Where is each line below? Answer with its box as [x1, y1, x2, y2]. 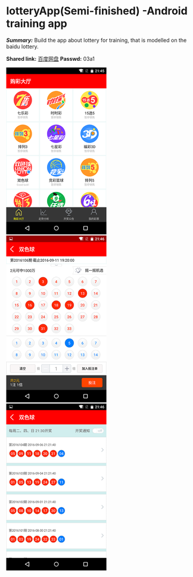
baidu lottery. [6, 43, 39, 50]
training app [6, 17, 67, 30]
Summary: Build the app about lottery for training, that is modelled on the [6, 36, 187, 44]
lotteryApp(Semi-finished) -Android [6, 4, 188, 18]
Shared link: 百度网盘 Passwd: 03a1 [6, 55, 95, 62]
